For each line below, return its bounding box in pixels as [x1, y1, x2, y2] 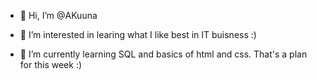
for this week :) [19, 59, 83, 70]
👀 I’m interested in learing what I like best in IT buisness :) [19, 29, 257, 40]
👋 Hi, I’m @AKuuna [19, 10, 98, 21]
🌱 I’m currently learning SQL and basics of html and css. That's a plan [19, 48, 308, 60]
